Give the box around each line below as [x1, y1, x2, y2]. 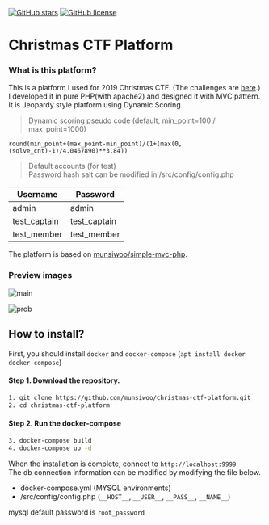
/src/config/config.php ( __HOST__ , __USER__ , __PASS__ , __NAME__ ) [19, 491, 231, 501]
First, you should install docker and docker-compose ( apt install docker [8, 348, 246, 359]
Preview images [8, 270, 73, 281]
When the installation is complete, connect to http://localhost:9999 [8, 459, 237, 468]
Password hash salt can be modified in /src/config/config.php [27, 170, 234, 179]
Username [17, 189, 58, 200]
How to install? [8, 327, 85, 341]
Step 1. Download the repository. [8, 376, 120, 385]
